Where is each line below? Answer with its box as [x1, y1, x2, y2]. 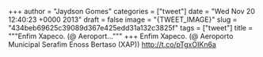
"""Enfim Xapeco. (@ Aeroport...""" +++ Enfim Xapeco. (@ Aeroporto [8, 31, 234, 41]
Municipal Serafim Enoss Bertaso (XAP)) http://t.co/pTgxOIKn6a [8, 40, 216, 49]
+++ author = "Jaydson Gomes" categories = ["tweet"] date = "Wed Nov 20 [8, 7, 256, 16]
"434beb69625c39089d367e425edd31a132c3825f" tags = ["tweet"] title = [8, 23, 253, 32]
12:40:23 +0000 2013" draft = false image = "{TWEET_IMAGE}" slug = [8, 15, 238, 24]
